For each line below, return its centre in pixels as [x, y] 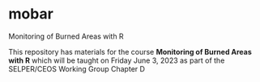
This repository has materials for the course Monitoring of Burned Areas [130, 51]
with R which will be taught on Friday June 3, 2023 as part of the [117, 60]
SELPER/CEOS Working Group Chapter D [77, 68]
